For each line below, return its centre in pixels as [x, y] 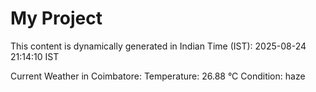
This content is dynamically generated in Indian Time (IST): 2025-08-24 [158, 46]
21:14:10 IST [35, 56]
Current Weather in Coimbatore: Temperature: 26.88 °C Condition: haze [158, 76]
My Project [56, 18]
